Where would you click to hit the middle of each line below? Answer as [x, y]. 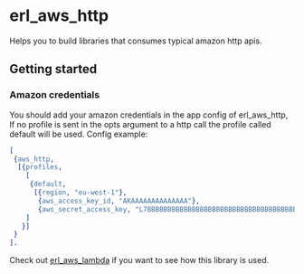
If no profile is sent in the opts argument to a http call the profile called [140, 124]
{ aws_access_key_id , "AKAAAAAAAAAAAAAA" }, [119, 201]
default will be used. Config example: [79, 134]
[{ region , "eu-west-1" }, [80, 193]
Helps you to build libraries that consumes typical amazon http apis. [136, 41]
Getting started [53, 69]
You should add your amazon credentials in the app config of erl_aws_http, [149, 115]
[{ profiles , [40, 167]
